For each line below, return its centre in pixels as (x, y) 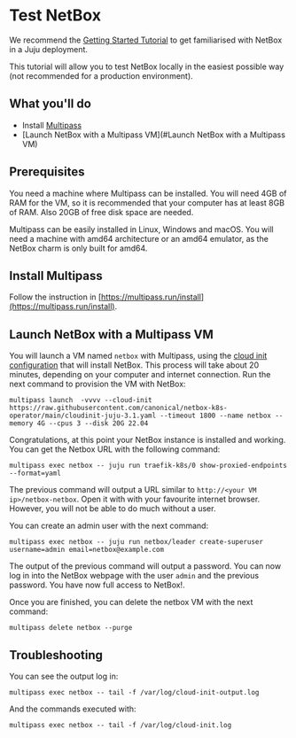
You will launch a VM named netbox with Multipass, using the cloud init (138, 356)
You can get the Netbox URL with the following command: (115, 449)
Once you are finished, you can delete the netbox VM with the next (131, 602)
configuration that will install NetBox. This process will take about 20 (134, 365)
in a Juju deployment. (49, 49)
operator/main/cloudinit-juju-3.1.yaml (83, 416)
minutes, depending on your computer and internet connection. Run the (140, 375)
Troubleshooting (56, 655)
